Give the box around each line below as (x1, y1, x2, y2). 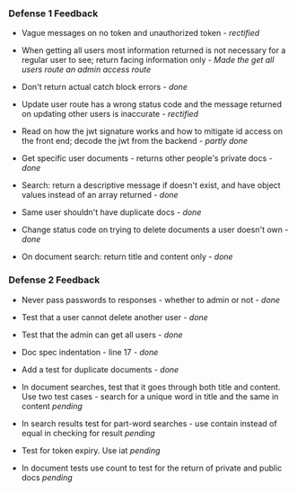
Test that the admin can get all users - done (21, 329, 183, 340)
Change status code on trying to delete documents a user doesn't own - (21, 224, 289, 236)
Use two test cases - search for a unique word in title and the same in (21, 390, 279, 402)
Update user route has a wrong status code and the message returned (21, 99, 283, 110)
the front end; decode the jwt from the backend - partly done (21, 136, 249, 147)
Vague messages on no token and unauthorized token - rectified (21, 28, 260, 39)
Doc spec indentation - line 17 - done (21, 346, 159, 357)
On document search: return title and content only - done (21, 251, 234, 263)
